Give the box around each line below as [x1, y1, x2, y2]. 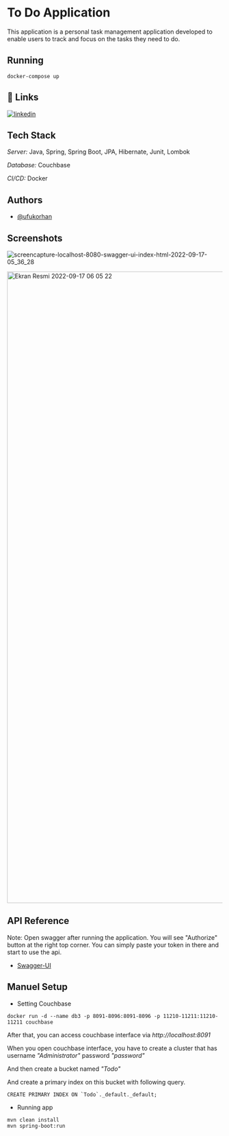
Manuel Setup [7, 981, 68, 993]
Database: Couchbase [7, 161, 70, 169]
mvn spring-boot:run [7, 1122, 66, 1129]
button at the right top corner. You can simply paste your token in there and [7, 940, 219, 949]
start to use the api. [7, 948, 62, 956]
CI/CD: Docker [7, 174, 48, 182]
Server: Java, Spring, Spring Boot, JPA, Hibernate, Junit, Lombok [7, 147, 190, 156]
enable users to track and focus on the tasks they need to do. [7, 34, 180, 43]
